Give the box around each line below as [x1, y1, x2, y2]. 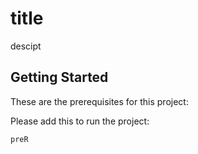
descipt [10, 40, 42, 52]
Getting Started [10, 69, 109, 86]
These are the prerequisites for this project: [10, 95, 189, 107]
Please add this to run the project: [10, 115, 150, 127]
